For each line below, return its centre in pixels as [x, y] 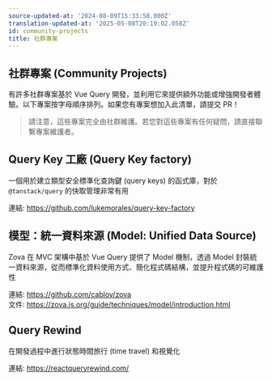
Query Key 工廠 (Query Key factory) [100, 160]
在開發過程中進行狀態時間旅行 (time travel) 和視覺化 [94, 351]
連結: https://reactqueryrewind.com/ [69, 368]
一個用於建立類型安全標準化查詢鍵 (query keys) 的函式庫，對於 [113, 180]
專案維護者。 [57, 132]
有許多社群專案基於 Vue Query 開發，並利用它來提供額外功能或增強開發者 [131, 95]
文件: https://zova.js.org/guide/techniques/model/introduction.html [119, 304]
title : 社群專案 [33, 38]
